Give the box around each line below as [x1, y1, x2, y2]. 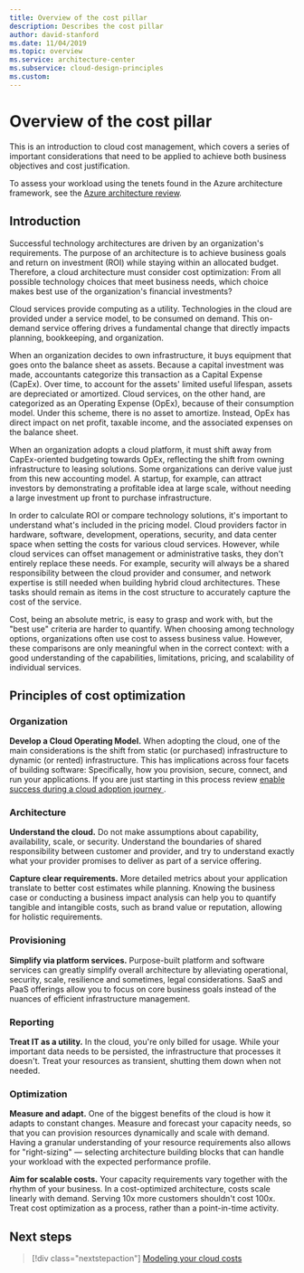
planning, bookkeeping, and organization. [9, 332, 165, 343]
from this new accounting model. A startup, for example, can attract [9, 472, 262, 484]
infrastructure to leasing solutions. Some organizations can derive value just [9, 463, 293, 474]
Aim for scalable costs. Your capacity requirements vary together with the [9, 1173, 288, 1185]
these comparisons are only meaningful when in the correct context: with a [9, 642, 290, 653]
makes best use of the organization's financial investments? [9, 286, 233, 297]
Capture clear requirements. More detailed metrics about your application [9, 873, 288, 884]
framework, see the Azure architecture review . [9, 187, 183, 198]
